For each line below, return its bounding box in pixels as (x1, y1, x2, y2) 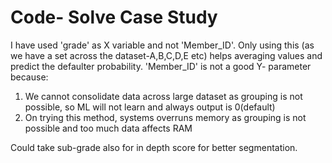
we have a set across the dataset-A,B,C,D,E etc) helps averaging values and (10, 49, 323, 61)
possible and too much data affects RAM (24, 122, 193, 134)
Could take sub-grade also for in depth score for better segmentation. (10, 141, 298, 153)
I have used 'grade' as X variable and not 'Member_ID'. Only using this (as (10, 39, 315, 51)
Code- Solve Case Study (10, 6, 218, 29)
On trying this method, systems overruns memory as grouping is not (24, 111, 307, 123)
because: (10, 71, 49, 83)
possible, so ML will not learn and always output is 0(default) (24, 101, 276, 113)
